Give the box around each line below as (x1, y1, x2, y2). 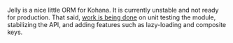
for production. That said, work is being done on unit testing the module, (7, 13, 216, 21)
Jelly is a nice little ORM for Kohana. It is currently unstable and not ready (7, 6, 219, 14)
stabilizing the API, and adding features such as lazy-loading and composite (7, 21, 227, 28)
